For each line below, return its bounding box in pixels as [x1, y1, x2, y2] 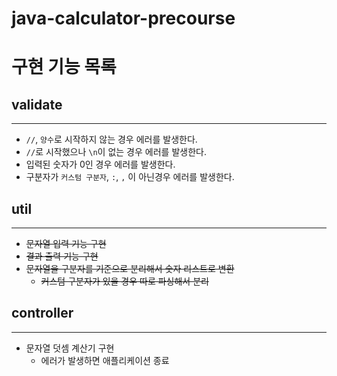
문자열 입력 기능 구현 [25, 238, 107, 249]
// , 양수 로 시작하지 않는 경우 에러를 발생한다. [25, 133, 198, 146]
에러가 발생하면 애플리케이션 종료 [40, 354, 170, 366]
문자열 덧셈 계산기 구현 [25, 342, 115, 354]
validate [11, 96, 63, 113]
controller [11, 305, 74, 322]
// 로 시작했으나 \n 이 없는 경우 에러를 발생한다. [25, 146, 207, 158]
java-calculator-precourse [11, 7, 236, 30]
